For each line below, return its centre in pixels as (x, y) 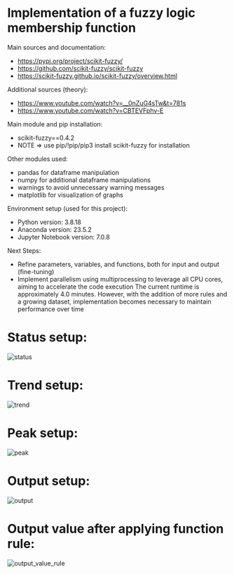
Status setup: (47, 338)
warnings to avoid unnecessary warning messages (91, 187)
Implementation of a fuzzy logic (102, 13)
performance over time (50, 309)
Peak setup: (43, 433)
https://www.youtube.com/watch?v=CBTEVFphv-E (90, 110)
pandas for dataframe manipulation (68, 172)
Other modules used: (37, 159)
